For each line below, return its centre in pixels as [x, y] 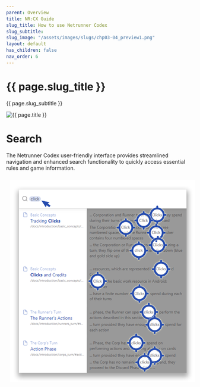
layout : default [26, 44]
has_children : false [32, 51]
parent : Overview [28, 13]
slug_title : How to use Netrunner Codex [57, 25]
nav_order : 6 [22, 57]
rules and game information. [41, 168]
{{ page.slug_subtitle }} [34, 103]
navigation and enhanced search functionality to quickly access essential [96, 161]
